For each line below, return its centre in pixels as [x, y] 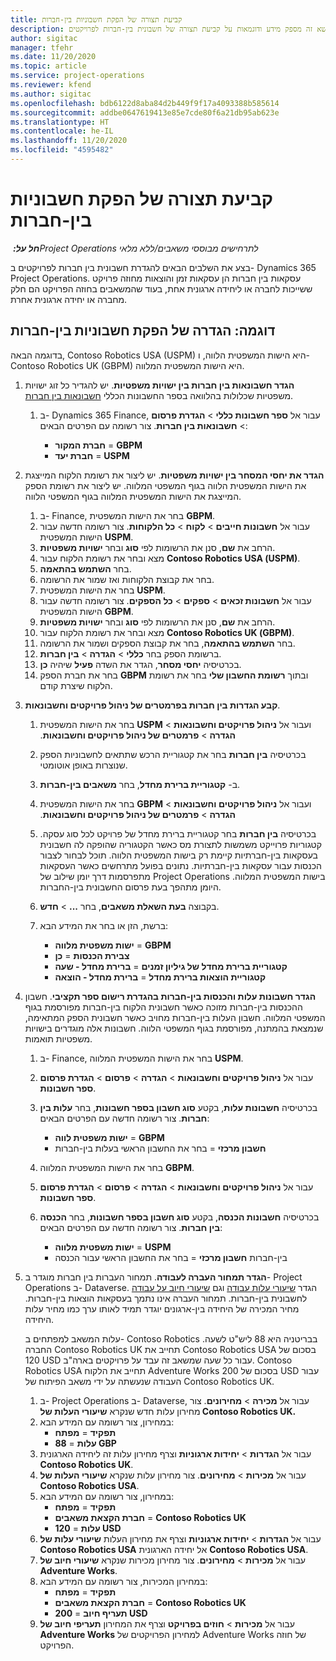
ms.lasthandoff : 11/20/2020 [69, 141]
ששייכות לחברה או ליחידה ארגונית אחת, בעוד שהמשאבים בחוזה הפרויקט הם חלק [161, 288]
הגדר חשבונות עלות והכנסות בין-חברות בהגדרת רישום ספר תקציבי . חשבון [170, 996]
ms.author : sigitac [51, 94]
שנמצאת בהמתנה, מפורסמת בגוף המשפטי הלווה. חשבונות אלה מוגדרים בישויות [174, 1028]
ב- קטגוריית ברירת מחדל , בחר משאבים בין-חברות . [140, 784]
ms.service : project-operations [77, 76]
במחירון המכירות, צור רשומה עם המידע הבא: [123, 1581]
